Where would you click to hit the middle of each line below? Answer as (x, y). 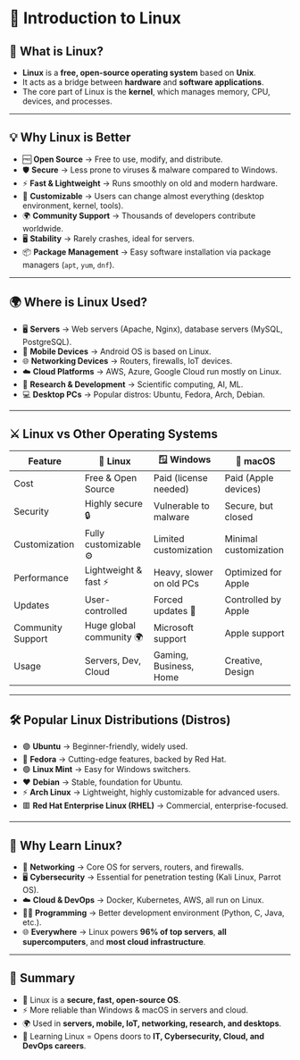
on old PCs (176, 583)
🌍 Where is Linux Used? (78, 303)
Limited (169, 539)
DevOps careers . (54, 1046)
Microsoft (173, 627)
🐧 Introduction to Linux (95, 18)
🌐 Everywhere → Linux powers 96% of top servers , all (125, 932)
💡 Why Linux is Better (70, 138)
